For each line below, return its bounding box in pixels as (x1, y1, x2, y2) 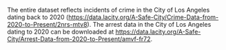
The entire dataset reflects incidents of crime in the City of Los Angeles (7, 6, 210, 14)
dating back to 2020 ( (7, 13, 69, 21)
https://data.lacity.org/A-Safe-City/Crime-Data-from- (68, 13, 219, 21)
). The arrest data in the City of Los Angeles (87, 21, 212, 28)
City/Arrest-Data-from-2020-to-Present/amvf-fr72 (7, 35, 151, 43)
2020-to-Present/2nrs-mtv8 (7, 21, 88, 28)
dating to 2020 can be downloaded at (7, 27, 114, 36)
